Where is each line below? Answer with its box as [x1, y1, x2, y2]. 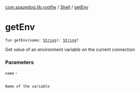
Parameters [5, 59, 34, 66]
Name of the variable [5, 84, 50, 89]
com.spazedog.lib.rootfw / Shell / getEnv [5, 4, 88, 10]
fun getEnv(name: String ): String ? [5, 38, 79, 43]
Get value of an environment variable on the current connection [5, 46, 135, 52]
